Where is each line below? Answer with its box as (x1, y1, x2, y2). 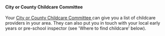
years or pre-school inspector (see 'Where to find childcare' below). (5, 25, 146, 32)
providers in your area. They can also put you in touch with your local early (5, 20, 160, 26)
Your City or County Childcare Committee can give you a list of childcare (5, 15, 156, 21)
